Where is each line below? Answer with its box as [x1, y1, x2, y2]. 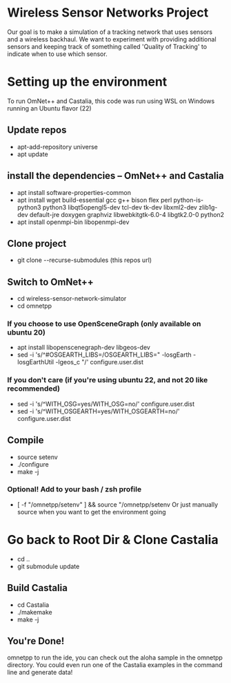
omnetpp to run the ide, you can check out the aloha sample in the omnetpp [7, 653, 223, 662]
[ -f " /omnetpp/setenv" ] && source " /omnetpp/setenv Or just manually [17, 500, 219, 509]
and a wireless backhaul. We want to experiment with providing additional [7, 35, 217, 43]
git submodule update [17, 562, 80, 570]
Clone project [7, 237, 67, 250]
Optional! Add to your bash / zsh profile [7, 485, 142, 494]
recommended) [7, 384, 61, 393]
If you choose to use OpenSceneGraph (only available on [7, 319, 201, 329]
